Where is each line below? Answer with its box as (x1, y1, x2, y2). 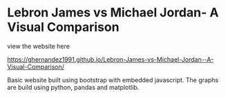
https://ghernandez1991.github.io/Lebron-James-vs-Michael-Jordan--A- (7, 55, 214, 63)
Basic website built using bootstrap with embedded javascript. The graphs (7, 75, 219, 84)
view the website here (7, 42, 70, 50)
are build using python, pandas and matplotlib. (7, 83, 140, 91)
